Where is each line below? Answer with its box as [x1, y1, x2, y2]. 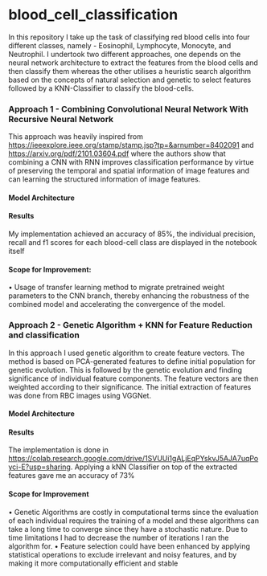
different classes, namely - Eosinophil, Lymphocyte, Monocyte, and [8, 40, 232, 50]
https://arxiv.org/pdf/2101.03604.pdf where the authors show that [8, 149, 227, 158]
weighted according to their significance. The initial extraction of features [8, 382, 252, 391]
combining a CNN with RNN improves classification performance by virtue [8, 157, 255, 167]
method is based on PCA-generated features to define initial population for [8, 356, 256, 366]
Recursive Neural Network [8, 113, 114, 125]
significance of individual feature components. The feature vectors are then [8, 374, 259, 383]
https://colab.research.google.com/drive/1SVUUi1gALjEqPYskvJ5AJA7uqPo [8, 454, 259, 464]
